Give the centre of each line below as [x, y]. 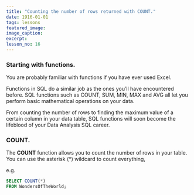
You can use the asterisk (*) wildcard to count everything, [76, 159]
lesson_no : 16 [23, 45]
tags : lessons [23, 22]
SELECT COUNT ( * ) [26, 181]
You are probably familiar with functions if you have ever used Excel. [89, 77]
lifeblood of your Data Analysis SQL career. [58, 125]
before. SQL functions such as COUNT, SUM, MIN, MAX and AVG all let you [97, 95]
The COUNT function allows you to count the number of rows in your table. [97, 153]
